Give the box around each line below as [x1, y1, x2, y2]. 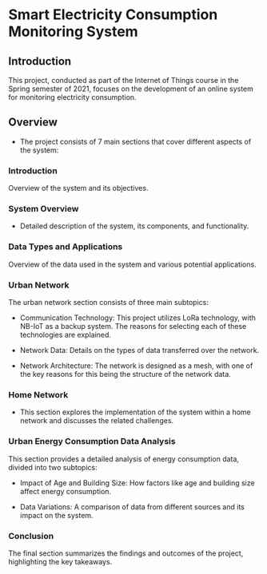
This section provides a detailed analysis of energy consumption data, [8, 453, 240, 464]
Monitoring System [8, 22, 138, 41]
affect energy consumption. [19, 486, 112, 496]
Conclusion [8, 530, 54, 541]
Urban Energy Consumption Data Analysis [8, 436, 176, 447]
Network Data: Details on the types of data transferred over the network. [19, 346, 260, 354]
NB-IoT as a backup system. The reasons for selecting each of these [19, 322, 247, 331]
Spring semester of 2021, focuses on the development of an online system [8, 84, 254, 93]
